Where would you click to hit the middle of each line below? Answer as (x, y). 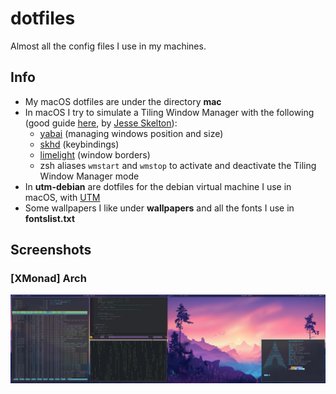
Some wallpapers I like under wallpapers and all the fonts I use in (159, 208)
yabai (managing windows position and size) (131, 133)
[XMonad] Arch (48, 279)
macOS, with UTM (62, 197)
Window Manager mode (89, 176)
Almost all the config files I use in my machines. (108, 46)
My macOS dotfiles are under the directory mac (123, 101)
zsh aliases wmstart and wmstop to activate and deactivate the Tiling (178, 165)
